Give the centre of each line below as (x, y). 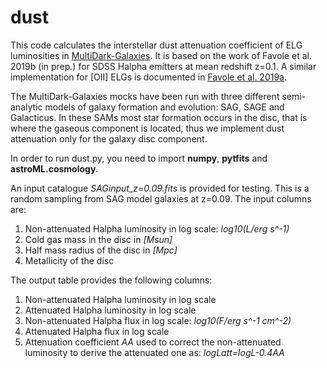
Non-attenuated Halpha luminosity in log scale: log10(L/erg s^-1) (157, 228)
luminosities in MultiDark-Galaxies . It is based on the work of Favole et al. (161, 55)
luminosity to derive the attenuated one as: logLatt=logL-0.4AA (154, 352)
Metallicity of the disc (69, 260)
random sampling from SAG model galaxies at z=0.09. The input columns (161, 198)
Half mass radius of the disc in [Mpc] (101, 250)
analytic (26, 107)
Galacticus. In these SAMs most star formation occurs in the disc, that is (159, 117)
